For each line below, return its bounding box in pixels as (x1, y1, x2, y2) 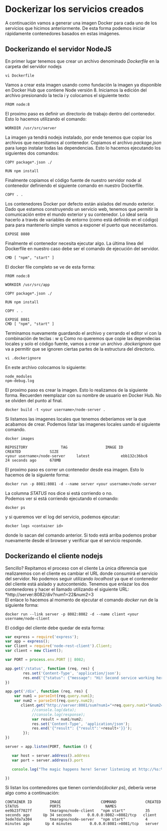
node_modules (5, 374, 32, 379)
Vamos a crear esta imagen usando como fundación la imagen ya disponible (5, 82, 162, 88)
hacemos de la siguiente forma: (5, 471, 70, 478)
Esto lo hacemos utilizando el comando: (5, 116, 87, 122)
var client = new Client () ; (5, 648, 64, 653)
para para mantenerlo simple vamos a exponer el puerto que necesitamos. (5, 222, 158, 228)
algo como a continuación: (5, 790, 60, 796)
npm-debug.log (5, 378, 35, 383)
